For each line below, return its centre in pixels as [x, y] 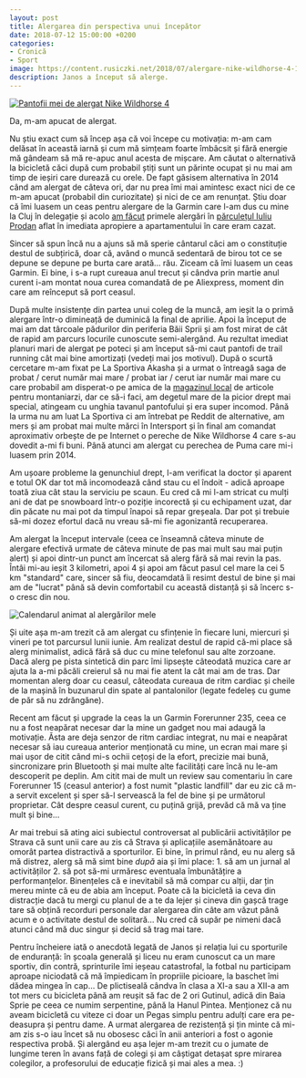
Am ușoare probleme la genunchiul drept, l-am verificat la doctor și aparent [151, 472]
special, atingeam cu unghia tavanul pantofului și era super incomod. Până [149, 406]
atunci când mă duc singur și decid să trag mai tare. [107, 929]
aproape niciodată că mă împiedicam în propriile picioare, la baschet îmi [144, 976]
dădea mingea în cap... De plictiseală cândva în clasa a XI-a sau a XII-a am [149, 985]
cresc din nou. [44, 596]
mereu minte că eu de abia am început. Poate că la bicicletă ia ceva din [143, 890]
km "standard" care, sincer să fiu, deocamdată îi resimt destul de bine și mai [153, 577]
